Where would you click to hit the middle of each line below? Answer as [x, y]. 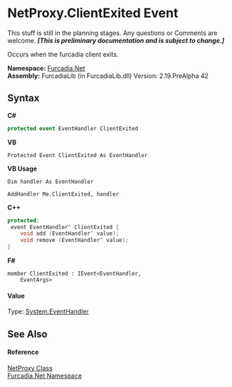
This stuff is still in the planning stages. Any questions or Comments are [112, 33]
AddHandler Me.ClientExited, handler [63, 194]
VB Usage [22, 169]
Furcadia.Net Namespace [45, 376]
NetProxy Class [30, 368]
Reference [23, 352]
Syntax [23, 98]
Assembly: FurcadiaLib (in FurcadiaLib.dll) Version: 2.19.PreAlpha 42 [108, 76]
